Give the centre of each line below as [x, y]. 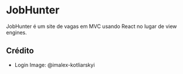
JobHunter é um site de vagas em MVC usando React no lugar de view [91, 26]
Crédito [20, 51]
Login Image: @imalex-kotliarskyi [55, 65]
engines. [17, 32]
